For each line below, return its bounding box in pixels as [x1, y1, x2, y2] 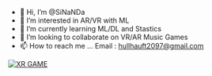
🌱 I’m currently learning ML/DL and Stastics [19, 24, 162, 33]
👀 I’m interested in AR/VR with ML [19, 16, 130, 25]
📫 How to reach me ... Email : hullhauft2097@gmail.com [19, 42, 204, 50]
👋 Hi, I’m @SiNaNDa [19, 8, 85, 16]
